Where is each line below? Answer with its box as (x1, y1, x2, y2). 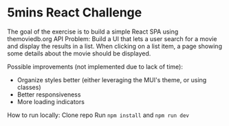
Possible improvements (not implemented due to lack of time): (7, 62, 184, 71)
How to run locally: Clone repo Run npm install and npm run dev (7, 111, 190, 119)
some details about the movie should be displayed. (7, 49, 151, 58)
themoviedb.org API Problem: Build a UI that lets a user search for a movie (7, 34, 217, 42)
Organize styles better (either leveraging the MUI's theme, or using (17, 75, 207, 84)
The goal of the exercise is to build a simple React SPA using (7, 27, 179, 36)
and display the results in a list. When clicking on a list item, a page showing (7, 42, 222, 50)
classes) (17, 83, 41, 91)
